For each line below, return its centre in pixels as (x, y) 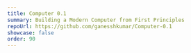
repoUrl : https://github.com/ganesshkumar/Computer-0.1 (90, 26)
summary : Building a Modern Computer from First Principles (96, 20)
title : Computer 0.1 (37, 13)
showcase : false (31, 33)
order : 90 (22, 39)
